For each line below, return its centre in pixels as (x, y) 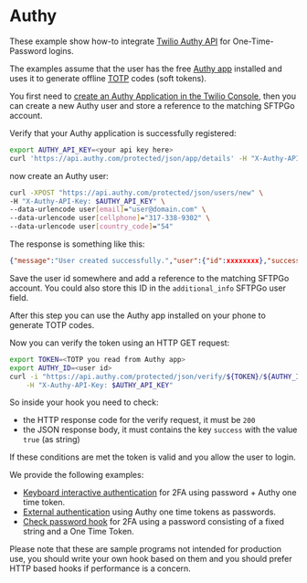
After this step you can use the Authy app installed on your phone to (138, 315)
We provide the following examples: (77, 475)
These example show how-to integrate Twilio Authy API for (120, 41)
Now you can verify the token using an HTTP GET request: (120, 343)
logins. (62, 50)
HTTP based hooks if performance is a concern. (101, 568)
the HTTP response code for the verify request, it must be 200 (139, 420)
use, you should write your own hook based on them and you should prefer (151, 559)
